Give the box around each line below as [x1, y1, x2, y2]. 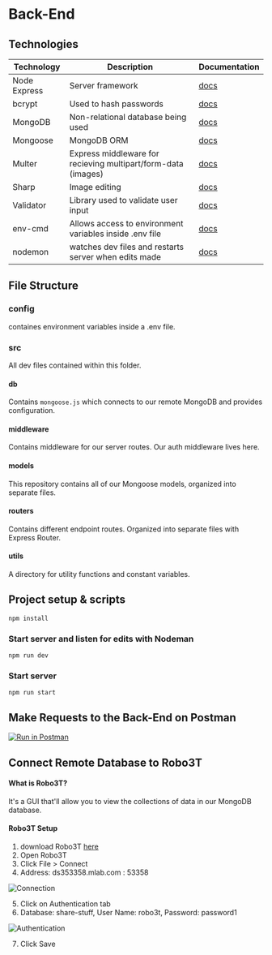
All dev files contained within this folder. [8, 360, 142, 370]
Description [106, 62, 154, 72]
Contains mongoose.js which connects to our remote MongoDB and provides [8, 397, 263, 407]
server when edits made [69, 252, 162, 262]
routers [8, 506, 34, 516]
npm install [8, 614, 49, 622]
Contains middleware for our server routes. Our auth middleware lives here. [8, 442, 261, 452]
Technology [13, 62, 61, 72]
